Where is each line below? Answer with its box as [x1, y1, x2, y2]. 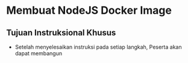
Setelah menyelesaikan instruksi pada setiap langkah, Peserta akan [14, 43, 182, 50]
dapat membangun [14, 50, 62, 57]
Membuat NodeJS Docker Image [6, 4, 172, 17]
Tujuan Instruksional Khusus [6, 28, 116, 38]
